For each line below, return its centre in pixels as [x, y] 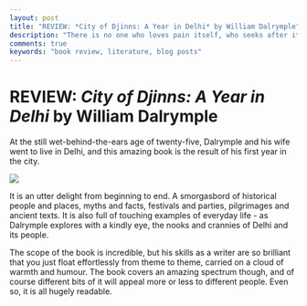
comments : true [38, 43]
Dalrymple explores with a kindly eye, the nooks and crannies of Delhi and [149, 226]
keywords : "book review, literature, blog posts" [106, 52]
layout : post [34, 18]
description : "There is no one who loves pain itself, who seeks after [148, 35]
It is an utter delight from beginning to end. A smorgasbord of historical [143, 196]
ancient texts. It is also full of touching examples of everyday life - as [139, 216]
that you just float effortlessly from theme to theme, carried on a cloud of [147, 262]
